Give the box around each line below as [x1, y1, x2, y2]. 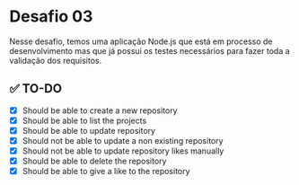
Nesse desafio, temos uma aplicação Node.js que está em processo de [9, 36, 273, 47]
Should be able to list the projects [22, 115, 147, 126]
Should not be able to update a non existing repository [22, 135, 224, 145]
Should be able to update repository [22, 125, 155, 136]
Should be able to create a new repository [22, 105, 178, 116]
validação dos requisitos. [9, 55, 101, 66]
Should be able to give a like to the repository [22, 166, 190, 177]
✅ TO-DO [9, 81, 63, 96]
